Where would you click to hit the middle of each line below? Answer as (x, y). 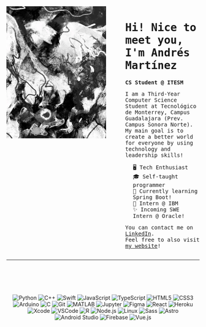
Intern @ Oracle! (159, 216)
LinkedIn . (140, 233)
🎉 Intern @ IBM (156, 203)
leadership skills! (154, 155)
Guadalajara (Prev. (154, 118)
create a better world (159, 137)
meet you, (154, 40)
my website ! (143, 246)
